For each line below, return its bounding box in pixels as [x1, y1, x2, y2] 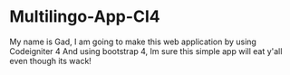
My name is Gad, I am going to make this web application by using [9, 36, 256, 47]
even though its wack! [9, 55, 92, 66]
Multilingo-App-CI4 [9, 6, 160, 27]
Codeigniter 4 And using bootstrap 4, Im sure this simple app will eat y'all [9, 45, 283, 56]
